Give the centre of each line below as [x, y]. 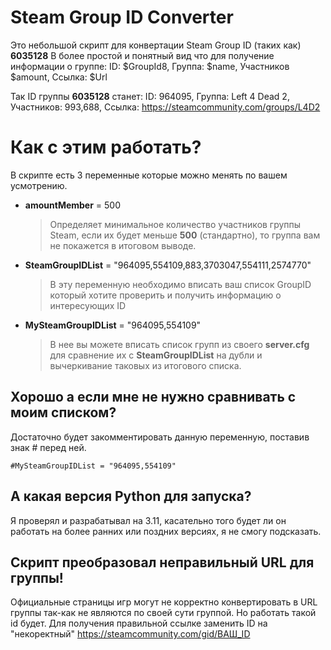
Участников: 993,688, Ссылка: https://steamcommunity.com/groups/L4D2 [165, 107]
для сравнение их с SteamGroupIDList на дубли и [156, 355]
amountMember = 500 [73, 205]
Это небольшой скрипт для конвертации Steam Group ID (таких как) [156, 45]
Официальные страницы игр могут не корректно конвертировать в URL [164, 602]
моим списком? [63, 412]
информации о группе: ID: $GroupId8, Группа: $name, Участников [150, 66]
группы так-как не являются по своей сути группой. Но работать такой [163, 613]
